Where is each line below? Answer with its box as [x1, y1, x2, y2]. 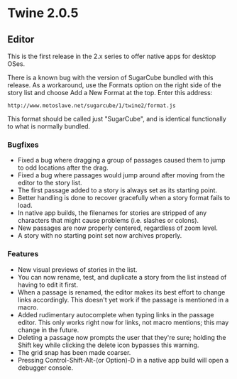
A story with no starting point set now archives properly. [17, 231, 182, 240]
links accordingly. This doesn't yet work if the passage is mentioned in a [17, 295, 229, 304]
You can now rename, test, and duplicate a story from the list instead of [17, 273, 227, 281]
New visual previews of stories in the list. [17, 265, 138, 274]
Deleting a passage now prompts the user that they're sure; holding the [17, 333, 226, 341]
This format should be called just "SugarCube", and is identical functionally [7, 115, 227, 123]
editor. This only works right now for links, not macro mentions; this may [17, 318, 229, 326]
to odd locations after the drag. [17, 163, 109, 172]
